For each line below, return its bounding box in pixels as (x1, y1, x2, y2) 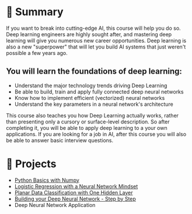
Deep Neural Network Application (14, 201, 96, 208)
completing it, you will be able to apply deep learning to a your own (6, 124, 167, 131)
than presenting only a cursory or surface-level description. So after (6, 118, 170, 125)
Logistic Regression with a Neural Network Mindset (14, 182, 138, 189)
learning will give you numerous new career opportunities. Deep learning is (6, 37, 187, 44)
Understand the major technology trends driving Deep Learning (14, 82, 167, 89)
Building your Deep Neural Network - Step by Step (14, 195, 136, 202)
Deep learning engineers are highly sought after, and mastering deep (6, 30, 172, 37)
